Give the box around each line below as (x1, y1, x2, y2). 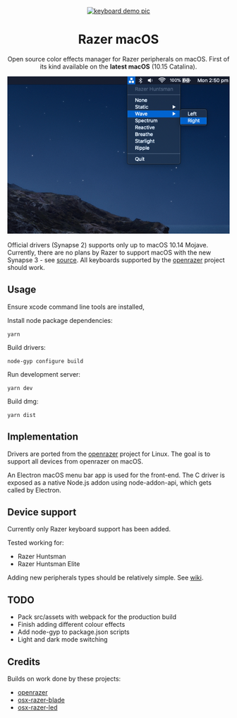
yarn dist (7, 411, 37, 418)
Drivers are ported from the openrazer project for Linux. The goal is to (7, 449, 211, 458)
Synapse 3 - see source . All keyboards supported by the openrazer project (7, 255, 225, 264)
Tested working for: (7, 538, 65, 547)
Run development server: (7, 370, 81, 378)
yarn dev (7, 384, 33, 392)
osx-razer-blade (17, 696, 65, 705)
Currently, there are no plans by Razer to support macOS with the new (7, 248, 212, 257)
